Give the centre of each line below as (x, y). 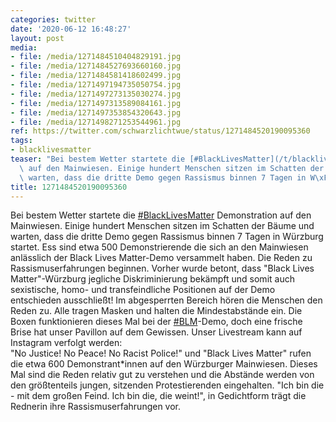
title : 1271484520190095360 (69, 187)
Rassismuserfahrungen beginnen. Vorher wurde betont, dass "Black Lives (162, 268)
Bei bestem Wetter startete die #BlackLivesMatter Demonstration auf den (161, 215)
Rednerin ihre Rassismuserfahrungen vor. (96, 407)
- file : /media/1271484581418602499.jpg (96, 76)
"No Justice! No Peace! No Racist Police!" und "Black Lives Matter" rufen (161, 353)
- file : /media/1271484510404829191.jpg (96, 57)
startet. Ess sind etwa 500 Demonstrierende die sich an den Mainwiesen (159, 247)
